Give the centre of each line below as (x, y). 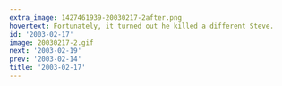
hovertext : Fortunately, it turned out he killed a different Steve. (142, 26)
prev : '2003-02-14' (46, 59)
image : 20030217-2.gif (51, 43)
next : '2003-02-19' (46, 51)
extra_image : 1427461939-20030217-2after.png (95, 17)
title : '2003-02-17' (48, 68)
